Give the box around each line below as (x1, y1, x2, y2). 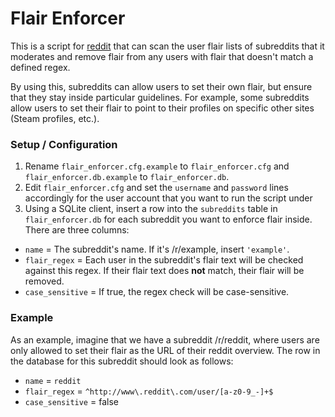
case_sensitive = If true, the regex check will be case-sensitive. (24, 286, 290, 298)
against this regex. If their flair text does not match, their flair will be (24, 265, 305, 277)
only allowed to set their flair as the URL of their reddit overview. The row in (10, 344, 321, 356)
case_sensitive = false (24, 395, 119, 407)
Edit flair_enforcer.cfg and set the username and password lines (24, 182, 289, 194)
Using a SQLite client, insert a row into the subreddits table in (24, 203, 278, 215)
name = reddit (24, 374, 82, 386)
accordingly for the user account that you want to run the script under (24, 192, 313, 204)
